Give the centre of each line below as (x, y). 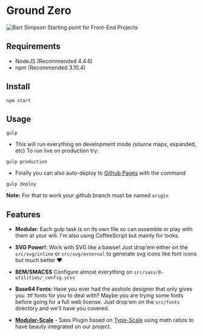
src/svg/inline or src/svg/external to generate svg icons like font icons (106, 254)
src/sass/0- (149, 273)
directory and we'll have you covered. (62, 308)
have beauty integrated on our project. (63, 327)
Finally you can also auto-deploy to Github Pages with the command (100, 173)
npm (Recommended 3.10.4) (50, 67)
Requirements (33, 46)
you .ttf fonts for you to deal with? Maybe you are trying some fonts (99, 295)
